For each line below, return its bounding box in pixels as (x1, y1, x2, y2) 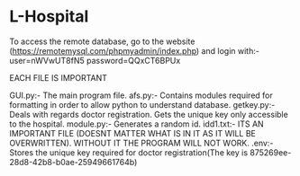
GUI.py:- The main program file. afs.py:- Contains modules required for (9, 90, 273, 101)
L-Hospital (9, 6, 89, 27)
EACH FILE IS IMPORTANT (9, 72, 108, 83)
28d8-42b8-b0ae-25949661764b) (9, 156, 138, 167)
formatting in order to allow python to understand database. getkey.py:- (9, 99, 276, 110)
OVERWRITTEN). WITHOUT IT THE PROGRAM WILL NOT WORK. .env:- (9, 137, 274, 148)
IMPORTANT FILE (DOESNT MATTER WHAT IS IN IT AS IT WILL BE (9, 128, 257, 138)
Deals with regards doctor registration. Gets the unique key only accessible (9, 109, 288, 119)
